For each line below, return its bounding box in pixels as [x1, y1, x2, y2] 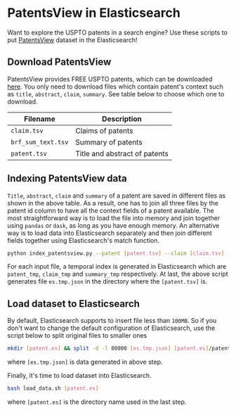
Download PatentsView [7, 56, 112, 68]
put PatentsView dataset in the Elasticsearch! [7, 35, 138, 44]
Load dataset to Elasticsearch [7, 298, 140, 310]
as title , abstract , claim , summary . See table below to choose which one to [7, 89, 225, 98]
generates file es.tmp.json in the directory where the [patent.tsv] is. [7, 277, 208, 286]
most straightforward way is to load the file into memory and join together [7, 213, 221, 222]
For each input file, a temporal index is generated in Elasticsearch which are [7, 262, 227, 271]
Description [101, 114, 143, 124]
